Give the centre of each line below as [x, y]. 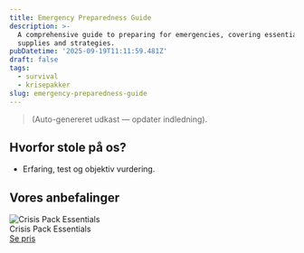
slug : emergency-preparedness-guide [78, 93]
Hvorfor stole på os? [68, 147]
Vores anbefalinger [65, 197]
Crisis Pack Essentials [50, 229]
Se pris [23, 239]
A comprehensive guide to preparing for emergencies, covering [139, 34]
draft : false [34, 60]
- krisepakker [44, 85]
